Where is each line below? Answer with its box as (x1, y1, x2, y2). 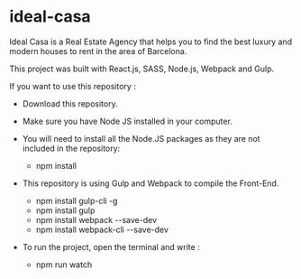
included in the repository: (22, 143, 121, 153)
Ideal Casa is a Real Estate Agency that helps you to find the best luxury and (9, 36, 293, 47)
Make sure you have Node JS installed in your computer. (22, 116, 233, 126)
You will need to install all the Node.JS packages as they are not (22, 133, 260, 144)
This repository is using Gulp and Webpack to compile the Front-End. (22, 178, 279, 189)
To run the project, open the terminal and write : (22, 241, 200, 252)
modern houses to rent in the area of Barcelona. (9, 45, 187, 56)
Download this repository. (22, 98, 119, 109)
